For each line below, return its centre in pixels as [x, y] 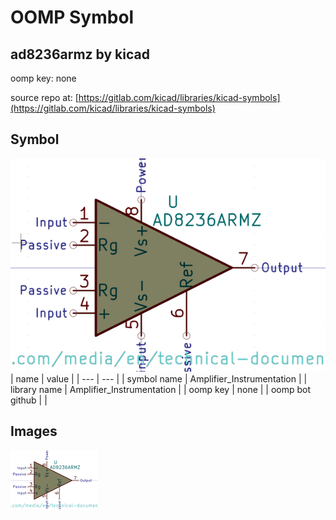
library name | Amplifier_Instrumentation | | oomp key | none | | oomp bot [161, 389]
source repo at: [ [44, 97]
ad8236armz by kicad [80, 54]
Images [34, 431]
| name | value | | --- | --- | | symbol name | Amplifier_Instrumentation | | [159, 378]
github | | [29, 400]
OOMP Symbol [72, 17]
